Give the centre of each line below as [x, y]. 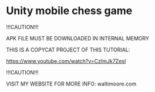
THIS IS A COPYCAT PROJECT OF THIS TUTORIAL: [68, 50]
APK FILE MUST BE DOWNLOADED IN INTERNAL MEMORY [78, 38]
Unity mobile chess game [69, 11]
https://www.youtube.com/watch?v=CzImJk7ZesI [66, 61]
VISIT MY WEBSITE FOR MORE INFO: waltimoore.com [71, 84]
